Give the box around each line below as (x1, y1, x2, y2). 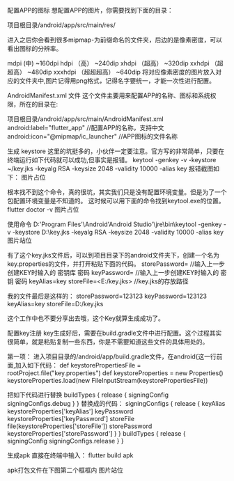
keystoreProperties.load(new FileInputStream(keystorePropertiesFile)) (7, 377, 208, 384)
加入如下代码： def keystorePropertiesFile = (15, 361, 141, 369)
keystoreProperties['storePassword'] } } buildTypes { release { (7, 429, 186, 437)
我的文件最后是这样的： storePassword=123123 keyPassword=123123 (7, 292, 208, 300)
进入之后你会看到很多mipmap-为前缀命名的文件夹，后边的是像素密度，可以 (7, 36, 223, 44)
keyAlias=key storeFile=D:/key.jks (7, 300, 104, 308)
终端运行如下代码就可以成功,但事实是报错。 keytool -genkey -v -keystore (7, 156, 217, 164)
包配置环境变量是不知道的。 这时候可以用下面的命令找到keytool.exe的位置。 (7, 197, 225, 205)
